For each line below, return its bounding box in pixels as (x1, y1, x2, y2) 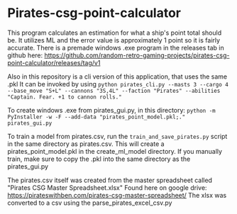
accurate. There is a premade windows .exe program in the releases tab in (7, 43, 225, 52)
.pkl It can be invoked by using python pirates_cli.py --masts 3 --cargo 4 (7, 79, 228, 88)
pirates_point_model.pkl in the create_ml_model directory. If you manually (7, 147, 222, 155)
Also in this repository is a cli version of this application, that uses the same (7, 72, 228, 81)
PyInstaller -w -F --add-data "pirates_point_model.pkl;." (7, 113, 186, 120)
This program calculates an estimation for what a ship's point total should (7, 28, 222, 37)
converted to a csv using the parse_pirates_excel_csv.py (7, 198, 172, 207)
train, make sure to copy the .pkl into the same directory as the (7, 154, 191, 163)
